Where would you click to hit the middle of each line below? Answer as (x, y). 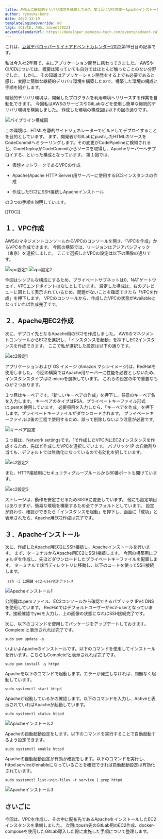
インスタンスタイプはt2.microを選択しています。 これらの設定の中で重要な (79, 378)
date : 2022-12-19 (23, 18)
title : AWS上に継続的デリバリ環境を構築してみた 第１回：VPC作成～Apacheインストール (83, 9)
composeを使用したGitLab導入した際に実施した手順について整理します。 (78, 831)
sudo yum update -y (25, 639)
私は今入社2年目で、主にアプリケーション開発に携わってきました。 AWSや (80, 63)
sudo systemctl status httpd (34, 714)
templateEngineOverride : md (33, 23)
